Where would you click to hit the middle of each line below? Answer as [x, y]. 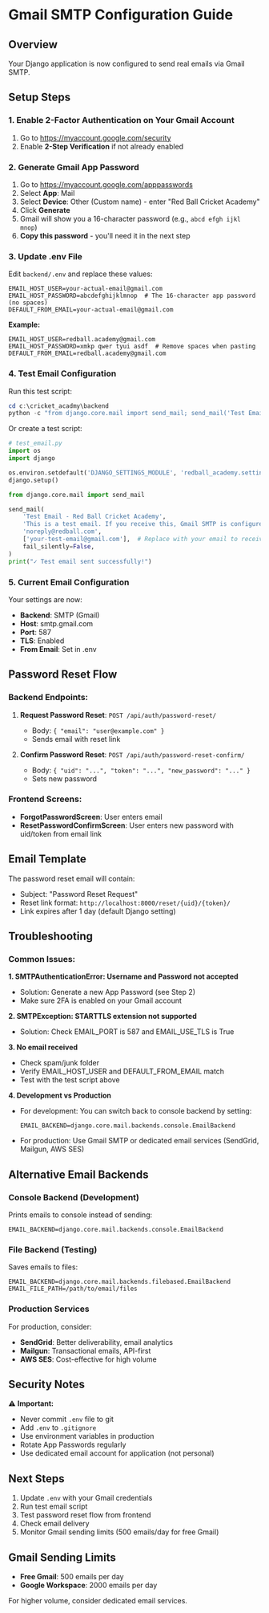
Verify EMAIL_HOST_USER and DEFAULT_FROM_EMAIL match [122, 1071]
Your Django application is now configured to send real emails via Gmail [126, 63]
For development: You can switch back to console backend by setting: [136, 1111]
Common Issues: [42, 959]
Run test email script [54, 1506]
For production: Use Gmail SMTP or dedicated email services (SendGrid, [139, 1141]
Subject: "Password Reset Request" [79, 894]
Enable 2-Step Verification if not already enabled [102, 146]
